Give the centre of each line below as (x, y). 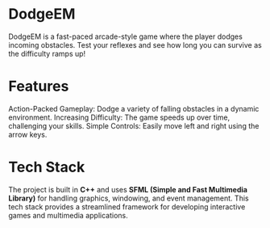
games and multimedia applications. (68, 215)
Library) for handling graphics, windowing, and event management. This (129, 198)
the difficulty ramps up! (47, 53)
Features (39, 87)
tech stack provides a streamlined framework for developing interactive (127, 206)
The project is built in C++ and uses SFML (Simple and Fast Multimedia (128, 189)
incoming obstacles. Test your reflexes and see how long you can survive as (135, 44)
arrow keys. (28, 134)
